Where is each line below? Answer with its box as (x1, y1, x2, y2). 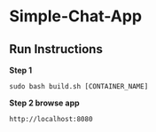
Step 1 (9, 65, 33, 75)
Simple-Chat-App (9, 6, 143, 27)
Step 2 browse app (9, 97, 80, 108)
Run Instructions (9, 42, 104, 57)
